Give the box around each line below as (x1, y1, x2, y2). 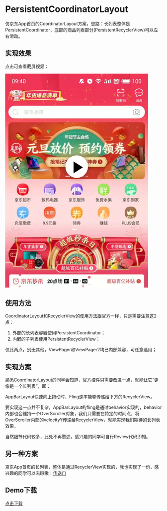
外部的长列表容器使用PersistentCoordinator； (12, 330, 105, 336)
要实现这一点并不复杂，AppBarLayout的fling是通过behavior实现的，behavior (5, 404, 162, 410)
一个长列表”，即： (13, 383, 51, 389)
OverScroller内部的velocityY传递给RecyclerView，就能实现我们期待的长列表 (5, 417, 161, 423)
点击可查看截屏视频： (5, 63, 49, 69)
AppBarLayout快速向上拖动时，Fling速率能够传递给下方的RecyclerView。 (5, 394, 155, 400)
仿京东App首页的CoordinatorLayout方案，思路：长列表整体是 (5, 20, 130, 26)
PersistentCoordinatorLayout (5, 3, 128, 15)
